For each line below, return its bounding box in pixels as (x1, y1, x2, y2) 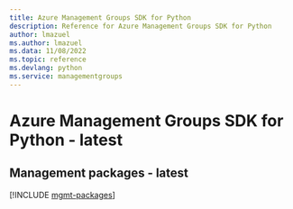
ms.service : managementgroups (9, 72, 124, 81)
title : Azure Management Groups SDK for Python (9, 13, 192, 23)
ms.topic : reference (9, 55, 87, 64)
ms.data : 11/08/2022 (9, 47, 87, 56)
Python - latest (9, 130, 124, 150)
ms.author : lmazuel (9, 38, 83, 48)
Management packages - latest (9, 166, 189, 181)
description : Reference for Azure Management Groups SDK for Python (9, 22, 272, 31)
